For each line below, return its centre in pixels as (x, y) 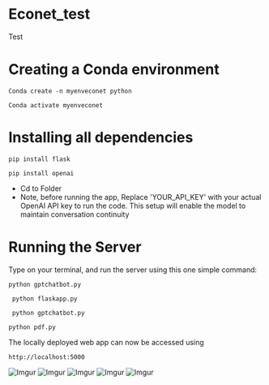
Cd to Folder (41, 188)
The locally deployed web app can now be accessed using (106, 342)
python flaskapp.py (45, 298)
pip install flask (39, 159)
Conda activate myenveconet (56, 105)
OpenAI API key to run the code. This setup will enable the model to (133, 205)
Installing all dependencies (101, 138)
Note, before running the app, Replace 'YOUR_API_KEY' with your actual (141, 197)
